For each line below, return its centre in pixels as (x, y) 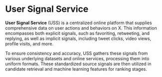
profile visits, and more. (29, 43)
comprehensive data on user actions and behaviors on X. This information (81, 28)
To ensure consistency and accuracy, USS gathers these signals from (77, 53)
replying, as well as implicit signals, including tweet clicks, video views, (78, 38)
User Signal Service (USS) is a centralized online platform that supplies (79, 23)
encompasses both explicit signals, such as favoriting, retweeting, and (77, 33)
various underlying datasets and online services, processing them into (77, 58)
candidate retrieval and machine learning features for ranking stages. (76, 69)
